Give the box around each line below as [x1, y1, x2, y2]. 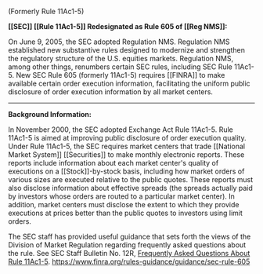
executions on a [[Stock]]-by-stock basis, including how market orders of [8, 166, 245, 176]
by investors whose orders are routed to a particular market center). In [8, 192, 235, 201]
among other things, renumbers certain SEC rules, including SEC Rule [8, 62, 233, 71]
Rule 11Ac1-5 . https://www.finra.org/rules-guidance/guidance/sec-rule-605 [8, 257, 250, 266]
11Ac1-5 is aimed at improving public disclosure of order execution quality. [8, 133, 247, 142]
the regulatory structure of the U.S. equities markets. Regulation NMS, [8, 54, 234, 63]
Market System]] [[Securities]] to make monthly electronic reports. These [8, 150, 245, 159]
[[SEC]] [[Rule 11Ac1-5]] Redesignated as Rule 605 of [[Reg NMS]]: [8, 22, 228, 31]
